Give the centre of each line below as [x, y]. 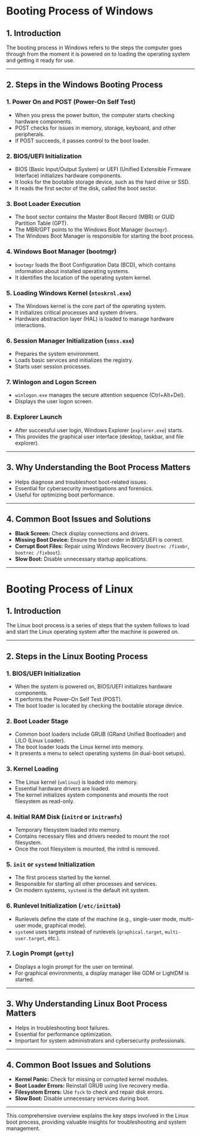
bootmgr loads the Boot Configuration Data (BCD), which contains [95, 265]
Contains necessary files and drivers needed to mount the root [92, 836]
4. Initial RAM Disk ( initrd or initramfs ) [64, 816]
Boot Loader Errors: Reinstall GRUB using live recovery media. [92, 1086]
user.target [30, 938]
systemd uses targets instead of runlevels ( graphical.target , [89, 932]
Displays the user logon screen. [54, 402]
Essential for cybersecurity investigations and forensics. [84, 488]
